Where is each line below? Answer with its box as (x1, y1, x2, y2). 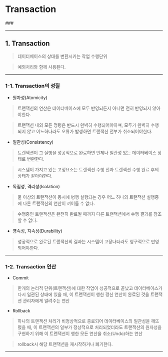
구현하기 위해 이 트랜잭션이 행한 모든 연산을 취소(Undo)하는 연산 (17, 330, 143, 336)
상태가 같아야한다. (17, 173, 52, 179)
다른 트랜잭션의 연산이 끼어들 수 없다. (22, 200, 95, 206)
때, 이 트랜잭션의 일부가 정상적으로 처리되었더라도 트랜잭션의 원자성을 (26, 324, 162, 330)
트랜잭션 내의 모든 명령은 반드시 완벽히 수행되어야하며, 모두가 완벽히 (17, 122, 150, 128)
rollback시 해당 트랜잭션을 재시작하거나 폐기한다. (17, 341, 113, 347)
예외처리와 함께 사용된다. (17, 64, 66, 70)
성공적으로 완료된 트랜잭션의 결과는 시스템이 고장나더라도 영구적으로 (17, 239, 150, 245)
